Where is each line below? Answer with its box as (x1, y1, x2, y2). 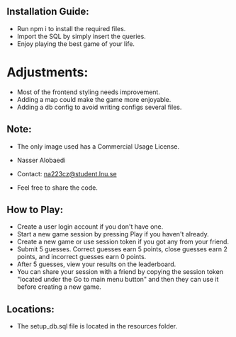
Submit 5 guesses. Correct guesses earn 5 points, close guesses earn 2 (16, 245, 227, 253)
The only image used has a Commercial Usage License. (16, 142, 180, 151)
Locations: (6, 303, 55, 315)
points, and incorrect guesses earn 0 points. (16, 253, 147, 261)
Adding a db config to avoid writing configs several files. (16, 103, 182, 111)
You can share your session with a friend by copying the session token (16, 268, 224, 276)
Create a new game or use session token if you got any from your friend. (16, 237, 230, 246)
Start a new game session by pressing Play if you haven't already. (16, 230, 210, 239)
